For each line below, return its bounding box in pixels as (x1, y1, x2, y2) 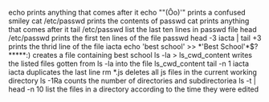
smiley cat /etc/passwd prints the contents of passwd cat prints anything (8, 16, 250, 26)
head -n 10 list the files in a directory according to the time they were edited (8, 84, 259, 94)
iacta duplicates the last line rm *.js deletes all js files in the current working (8, 67, 257, 76)
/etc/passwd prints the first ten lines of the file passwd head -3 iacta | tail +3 (8, 33, 262, 43)
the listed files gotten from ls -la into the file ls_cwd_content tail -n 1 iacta (8, 59, 250, 68)
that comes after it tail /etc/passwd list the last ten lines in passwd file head (8, 25, 257, 34)
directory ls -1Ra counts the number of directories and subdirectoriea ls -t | (8, 76, 257, 85)
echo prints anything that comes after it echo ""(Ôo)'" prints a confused (8, 8, 247, 17)
